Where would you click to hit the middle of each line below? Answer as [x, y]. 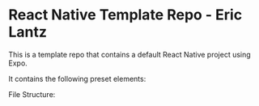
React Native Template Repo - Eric [125, 15]
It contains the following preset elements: [77, 78]
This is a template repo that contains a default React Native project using [129, 54]
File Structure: [32, 94]
